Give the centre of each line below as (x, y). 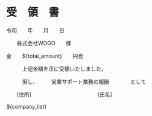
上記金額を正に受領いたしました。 (64, 69)
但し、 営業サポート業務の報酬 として (84, 82)
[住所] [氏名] (65, 94)
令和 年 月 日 (35, 30)
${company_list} (27, 106)
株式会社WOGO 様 (44, 43)
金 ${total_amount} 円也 (45, 56)
